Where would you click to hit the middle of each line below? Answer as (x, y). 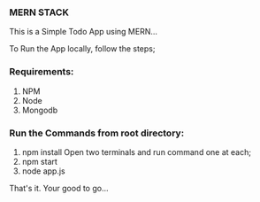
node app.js (43, 171)
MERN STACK (39, 12)
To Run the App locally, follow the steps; (82, 49)
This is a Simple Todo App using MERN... (83, 32)
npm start (39, 161)
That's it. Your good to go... (59, 188)
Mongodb (40, 110)
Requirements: (42, 72)
